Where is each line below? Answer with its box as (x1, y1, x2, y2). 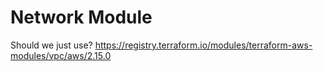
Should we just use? (10, 39, 93, 51)
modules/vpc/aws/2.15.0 (10, 49, 112, 61)
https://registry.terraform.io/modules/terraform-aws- (94, 39, 313, 51)
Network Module (10, 6, 153, 29)
